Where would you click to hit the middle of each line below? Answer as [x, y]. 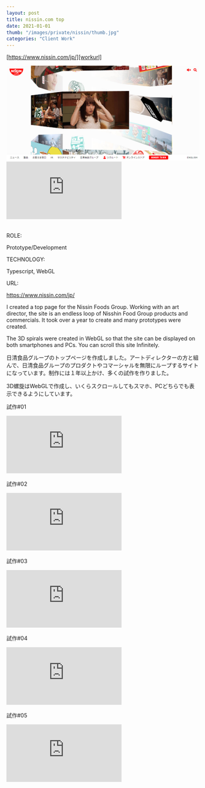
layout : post [23, 13]
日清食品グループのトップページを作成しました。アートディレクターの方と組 [102, 357]
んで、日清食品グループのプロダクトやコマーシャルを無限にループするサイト [102, 365]
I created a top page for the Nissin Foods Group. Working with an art [93, 306]
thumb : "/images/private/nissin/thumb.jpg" [63, 33]
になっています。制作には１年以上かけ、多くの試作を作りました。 [89, 373]
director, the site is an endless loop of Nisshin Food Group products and [97, 313]
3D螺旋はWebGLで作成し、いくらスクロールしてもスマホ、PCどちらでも [98, 386]
